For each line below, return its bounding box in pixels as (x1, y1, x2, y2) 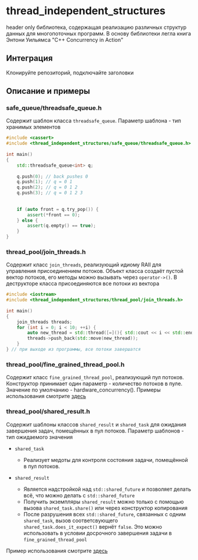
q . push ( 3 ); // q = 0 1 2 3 (16, 190, 83, 196)
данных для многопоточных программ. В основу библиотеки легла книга (6, 30, 192, 37)
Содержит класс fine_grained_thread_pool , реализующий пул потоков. (6, 374, 184, 381)
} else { (16, 217, 38, 223)
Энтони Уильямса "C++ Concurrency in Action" (6, 36, 124, 43)
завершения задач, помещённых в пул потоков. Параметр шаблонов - (6, 427, 184, 434)
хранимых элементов (6, 123, 61, 131)
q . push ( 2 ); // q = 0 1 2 (16, 184, 78, 190)
